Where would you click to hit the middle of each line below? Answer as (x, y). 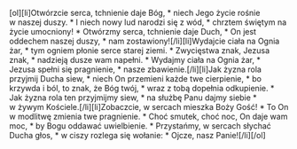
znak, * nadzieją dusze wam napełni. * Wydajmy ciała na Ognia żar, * (135, 60)
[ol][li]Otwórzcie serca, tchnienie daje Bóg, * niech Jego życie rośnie (135, 13)
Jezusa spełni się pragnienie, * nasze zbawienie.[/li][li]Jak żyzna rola (135, 69)
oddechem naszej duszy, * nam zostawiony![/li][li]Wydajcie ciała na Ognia (145, 41)
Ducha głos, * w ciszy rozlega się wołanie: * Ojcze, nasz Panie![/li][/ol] (137, 135)
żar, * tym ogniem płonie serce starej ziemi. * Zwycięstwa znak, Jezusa (140, 51)
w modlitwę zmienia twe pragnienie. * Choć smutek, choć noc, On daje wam (148, 116)
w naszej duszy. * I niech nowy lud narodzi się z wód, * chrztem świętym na (148, 22)
